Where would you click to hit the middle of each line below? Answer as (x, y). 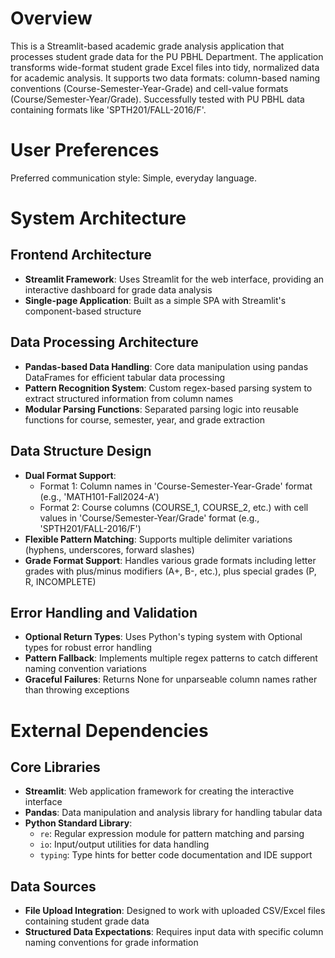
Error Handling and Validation (104, 612)
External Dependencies (109, 730)
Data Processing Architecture (104, 342)
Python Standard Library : (78, 823)
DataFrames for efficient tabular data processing (124, 377)
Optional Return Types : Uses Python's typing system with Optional (163, 637)
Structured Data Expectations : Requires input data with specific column (174, 932)
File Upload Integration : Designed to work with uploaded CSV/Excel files (175, 911)
